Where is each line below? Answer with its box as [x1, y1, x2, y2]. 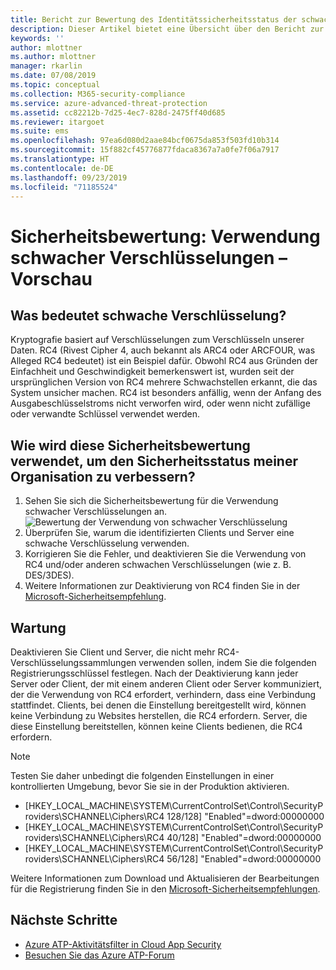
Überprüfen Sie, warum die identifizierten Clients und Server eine [24, 527, 295, 539]
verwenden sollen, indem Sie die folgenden [138, 657, 317, 668]
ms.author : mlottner [10, 52, 97, 62]
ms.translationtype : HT [10, 154, 110, 164]
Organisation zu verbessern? [10, 468, 196, 485]
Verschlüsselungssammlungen [10, 657, 137, 668]
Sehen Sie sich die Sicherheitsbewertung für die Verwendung [24, 495, 279, 507]
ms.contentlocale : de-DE [10, 163, 114, 173]
